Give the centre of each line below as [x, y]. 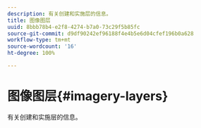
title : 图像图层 [29, 20]
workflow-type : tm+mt [39, 40]
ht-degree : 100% [31, 53]
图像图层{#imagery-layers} [88, 96]
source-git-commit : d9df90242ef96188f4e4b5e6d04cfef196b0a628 [100, 33]
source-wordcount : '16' [42, 46]
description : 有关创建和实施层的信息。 [59, 14]
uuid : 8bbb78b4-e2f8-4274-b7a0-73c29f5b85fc [74, 27]
